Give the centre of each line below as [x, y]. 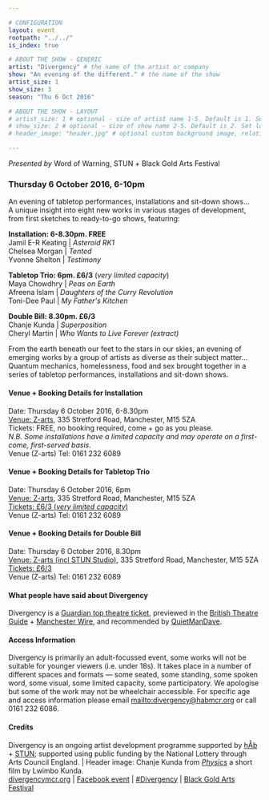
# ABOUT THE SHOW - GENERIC [55, 60]
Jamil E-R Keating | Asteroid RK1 [62, 243]
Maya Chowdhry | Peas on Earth [62, 284]
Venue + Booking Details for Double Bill [75, 533]
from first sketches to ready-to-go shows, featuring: [94, 219]
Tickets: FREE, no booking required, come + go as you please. [111, 428]
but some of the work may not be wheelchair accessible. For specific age [129, 692]
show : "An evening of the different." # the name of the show [114, 75]
